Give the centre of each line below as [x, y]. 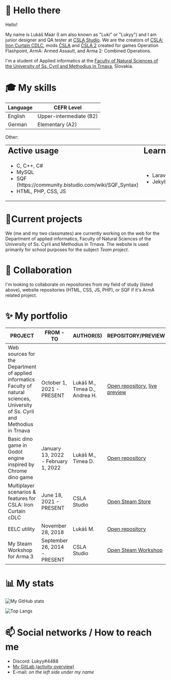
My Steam [20, 543]
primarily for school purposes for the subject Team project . [67, 250]
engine [16, 458]
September [55, 540]
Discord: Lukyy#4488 [35, 661]
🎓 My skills [31, 88]
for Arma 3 [21, 556]
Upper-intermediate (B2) [68, 116]
